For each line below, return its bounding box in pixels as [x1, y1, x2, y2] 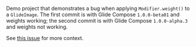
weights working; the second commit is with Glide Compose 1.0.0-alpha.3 [6, 17, 188, 24]
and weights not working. [6, 23, 68, 30]
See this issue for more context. [6, 35, 84, 41]
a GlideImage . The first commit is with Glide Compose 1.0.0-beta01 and [6, 11, 180, 18]
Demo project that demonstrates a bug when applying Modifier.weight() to [6, 5, 190, 12]
